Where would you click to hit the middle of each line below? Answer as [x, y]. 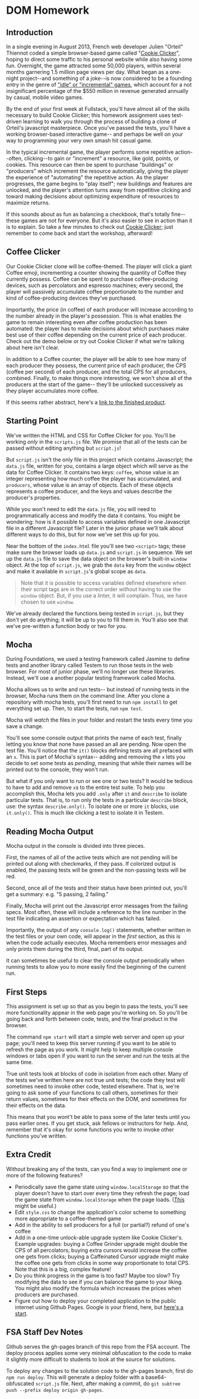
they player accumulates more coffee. [53, 390]
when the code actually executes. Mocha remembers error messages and [97, 943]
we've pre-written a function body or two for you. [67, 626]
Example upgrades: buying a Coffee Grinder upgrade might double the [101, 1243]
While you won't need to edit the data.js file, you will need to [81, 509]
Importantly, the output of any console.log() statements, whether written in [99, 930]
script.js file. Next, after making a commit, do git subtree [108, 1384]
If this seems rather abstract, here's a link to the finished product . [86, 402]
